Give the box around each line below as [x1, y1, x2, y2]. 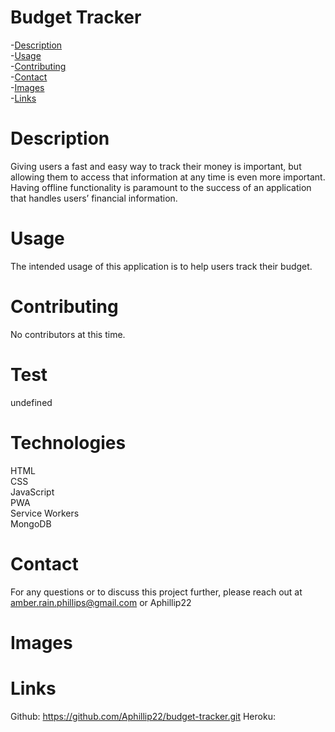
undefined [10, 396, 53, 408]
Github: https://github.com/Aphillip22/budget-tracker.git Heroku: [10, 710, 276, 722]
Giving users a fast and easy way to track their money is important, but [10, 160, 302, 172]
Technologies [10, 431, 127, 454]
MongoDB [10, 517, 52, 530]
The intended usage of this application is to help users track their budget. [10, 260, 313, 272]
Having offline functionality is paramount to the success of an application [10, 181, 312, 193]
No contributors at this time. [10, 328, 126, 340]
